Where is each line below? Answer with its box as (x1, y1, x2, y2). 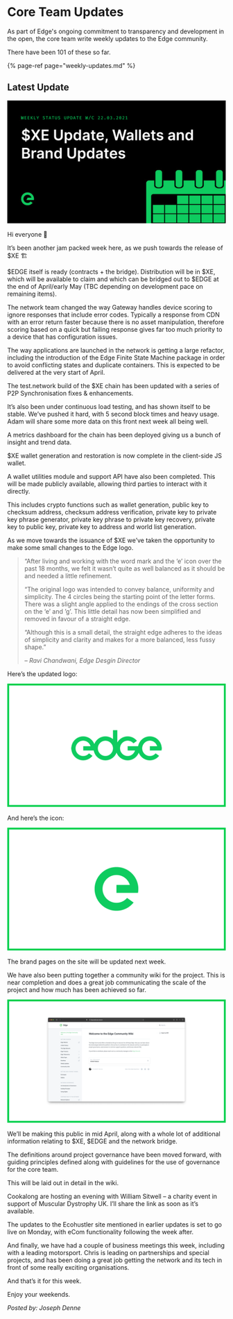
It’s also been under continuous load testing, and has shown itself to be (7, 403, 211, 411)
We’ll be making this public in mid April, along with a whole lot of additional (7, 1129, 221, 1138)
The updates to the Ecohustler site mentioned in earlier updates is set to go (7, 1220, 222, 1229)
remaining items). (7, 289, 57, 299)
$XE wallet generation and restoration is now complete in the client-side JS (7, 452, 222, 460)
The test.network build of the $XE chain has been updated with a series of (7, 382, 220, 390)
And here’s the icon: (7, 814, 64, 822)
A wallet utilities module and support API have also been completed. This (7, 473, 216, 481)
